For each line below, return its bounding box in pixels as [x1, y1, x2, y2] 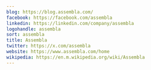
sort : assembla [6, 32, 45, 38]
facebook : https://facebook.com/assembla [6, 15, 113, 21]
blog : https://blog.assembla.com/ [6, 9, 94, 15]
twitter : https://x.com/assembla [6, 43, 91, 49]
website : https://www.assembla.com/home [6, 49, 110, 55]
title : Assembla [6, 37, 47, 43]
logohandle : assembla [6, 26, 61, 32]
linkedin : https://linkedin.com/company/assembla [6, 20, 135, 26]
